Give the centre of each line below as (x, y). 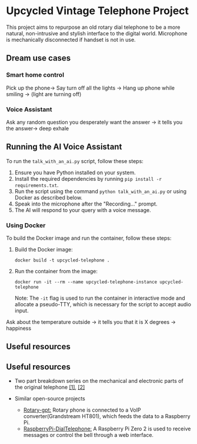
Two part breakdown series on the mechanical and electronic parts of (99, 381)
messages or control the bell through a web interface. (89, 435)
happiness (19, 329)
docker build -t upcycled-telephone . (62, 260)
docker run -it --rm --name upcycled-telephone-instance (86, 282)
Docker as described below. (49, 197)
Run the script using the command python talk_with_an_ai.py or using (101, 191)
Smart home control (35, 75)
